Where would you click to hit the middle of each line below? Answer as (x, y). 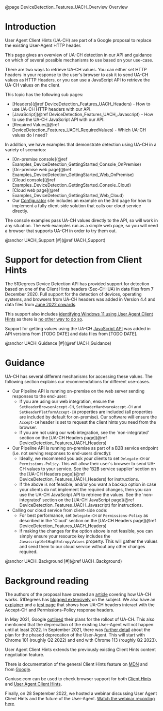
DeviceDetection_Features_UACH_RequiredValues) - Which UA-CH (79, 130)
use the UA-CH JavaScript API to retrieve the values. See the (80, 494)
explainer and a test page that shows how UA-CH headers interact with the (80, 605)
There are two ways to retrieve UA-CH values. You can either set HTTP (76, 69)
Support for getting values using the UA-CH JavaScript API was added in (78, 328)
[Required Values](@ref (35, 124)
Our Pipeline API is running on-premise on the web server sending (78, 391)
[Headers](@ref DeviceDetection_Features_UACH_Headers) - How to (81, 104)
